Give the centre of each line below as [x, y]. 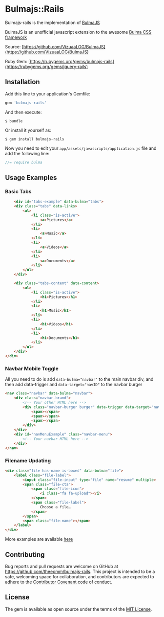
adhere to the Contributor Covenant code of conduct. [59, 582]
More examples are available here [39, 539]
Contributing [25, 555]
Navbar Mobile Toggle [32, 368]
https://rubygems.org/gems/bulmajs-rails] [72, 61]
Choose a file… [55, 507]
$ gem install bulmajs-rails [35, 139]
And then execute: [23, 112]
